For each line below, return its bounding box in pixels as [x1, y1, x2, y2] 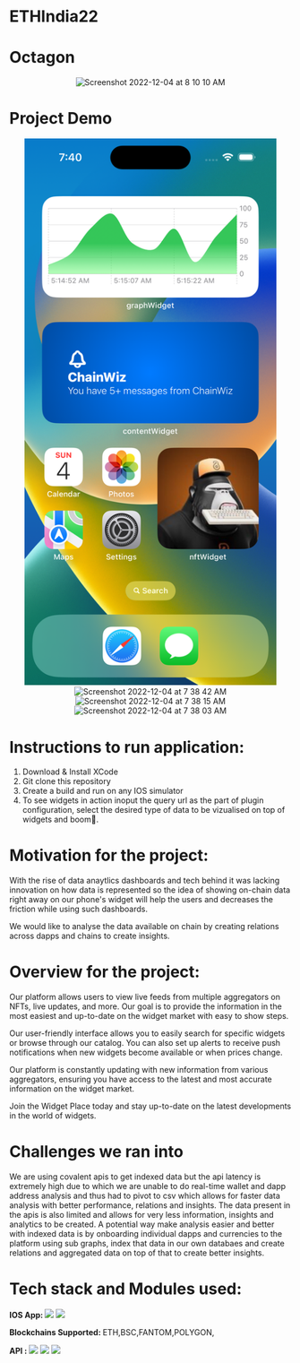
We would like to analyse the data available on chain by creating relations [9, 921, 279, 932]
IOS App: [9, 1310, 43, 1321]
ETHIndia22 [9, 6, 99, 27]
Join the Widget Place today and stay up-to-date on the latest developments [9, 1100, 292, 1112]
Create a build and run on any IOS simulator [21, 786, 184, 797]
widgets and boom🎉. [21, 814, 99, 825]
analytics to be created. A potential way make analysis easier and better [9, 1219, 275, 1229]
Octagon [9, 47, 75, 68]
